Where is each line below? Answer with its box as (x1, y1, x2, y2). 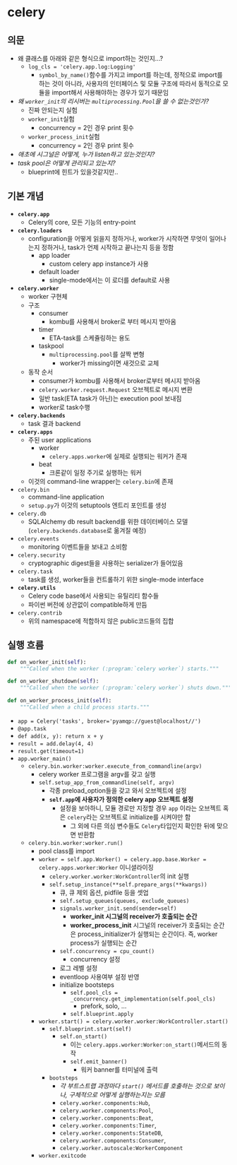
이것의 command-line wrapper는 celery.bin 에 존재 (28, 477, 174, 485)
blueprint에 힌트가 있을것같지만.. (28, 167, 119, 176)
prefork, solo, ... (80, 1001, 127, 1010)
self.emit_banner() (70, 1058, 128, 1065)
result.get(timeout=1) (17, 747, 85, 755)
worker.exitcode (38, 1152, 87, 1159)
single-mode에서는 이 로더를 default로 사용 (49, 276, 171, 284)
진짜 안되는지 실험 (28, 106, 78, 114)
